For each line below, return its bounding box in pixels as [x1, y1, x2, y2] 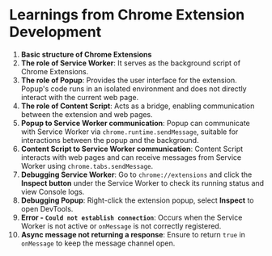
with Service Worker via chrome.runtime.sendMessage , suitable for [20, 127, 239, 136]
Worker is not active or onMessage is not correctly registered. [20, 220, 222, 231]
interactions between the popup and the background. [20, 135, 199, 145]
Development [9, 23, 102, 41]
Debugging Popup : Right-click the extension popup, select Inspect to [20, 195, 254, 205]
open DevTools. [20, 204, 74, 213]
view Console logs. [20, 187, 85, 196]
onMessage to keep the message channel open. [20, 238, 176, 248]
